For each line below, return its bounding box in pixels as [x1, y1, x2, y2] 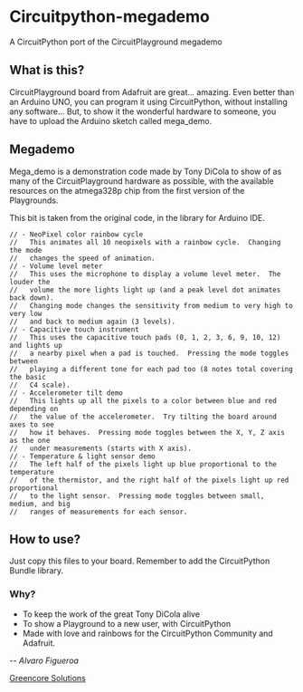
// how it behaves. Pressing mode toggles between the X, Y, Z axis [9, 428, 285, 437]
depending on [9, 404, 59, 413]
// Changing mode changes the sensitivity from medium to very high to [9, 301, 294, 310]
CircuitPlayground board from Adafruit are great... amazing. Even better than [9, 86, 295, 97]
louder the [9, 277, 51, 286]
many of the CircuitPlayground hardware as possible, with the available [9, 175, 274, 187]
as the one [9, 436, 51, 445]
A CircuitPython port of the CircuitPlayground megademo [9, 36, 223, 47]
